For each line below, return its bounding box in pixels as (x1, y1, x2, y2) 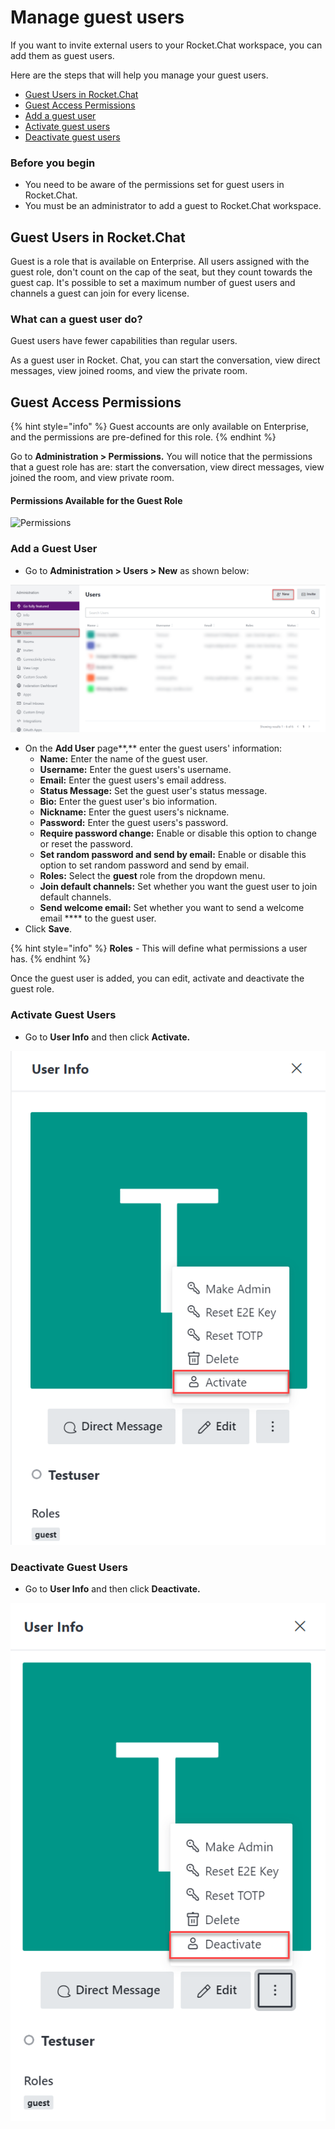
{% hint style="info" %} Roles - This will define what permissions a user (10, 942, 308, 955)
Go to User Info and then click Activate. (24, 1031, 191, 1043)
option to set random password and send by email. (39, 859, 250, 871)
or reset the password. (39, 838, 134, 850)
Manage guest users (10, 6, 185, 29)
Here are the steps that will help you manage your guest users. (10, 69, 269, 81)
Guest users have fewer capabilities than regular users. (10, 335, 238, 347)
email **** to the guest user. (39, 912, 157, 925)
